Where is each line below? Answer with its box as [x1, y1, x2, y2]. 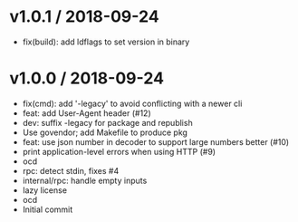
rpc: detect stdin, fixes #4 [22, 165, 120, 176]
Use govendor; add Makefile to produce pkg [22, 127, 188, 138]
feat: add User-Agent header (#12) [22, 107, 151, 119]
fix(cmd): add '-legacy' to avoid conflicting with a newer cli [22, 98, 243, 109]
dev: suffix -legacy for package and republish [22, 117, 193, 128]
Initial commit [22, 204, 73, 215]
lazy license [22, 184, 68, 196]
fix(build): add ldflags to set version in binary [22, 36, 190, 47]
